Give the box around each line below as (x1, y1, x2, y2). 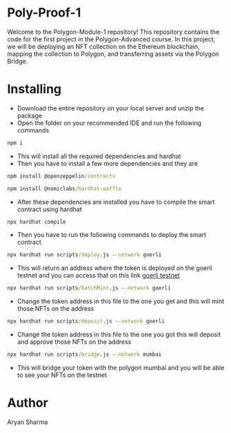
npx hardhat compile (7, 218, 67, 225)
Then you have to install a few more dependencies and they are (17, 159, 198, 167)
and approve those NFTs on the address (17, 338, 132, 346)
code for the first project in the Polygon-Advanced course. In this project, (7, 35, 216, 43)
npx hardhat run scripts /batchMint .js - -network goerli (7, 285, 171, 291)
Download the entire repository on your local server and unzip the (17, 104, 205, 112)
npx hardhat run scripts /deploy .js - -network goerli (7, 251, 162, 258)
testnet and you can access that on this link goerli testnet (17, 271, 181, 280)
